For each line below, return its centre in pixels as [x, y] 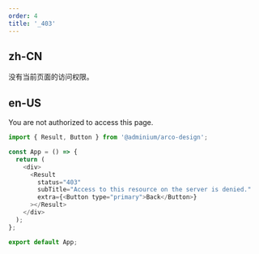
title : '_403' [32, 24]
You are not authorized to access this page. [81, 123]
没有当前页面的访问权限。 [51, 77]
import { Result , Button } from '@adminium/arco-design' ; [108, 138]
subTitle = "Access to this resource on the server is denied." [144, 190]
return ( [30, 159]
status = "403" [59, 182]
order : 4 [23, 16]
